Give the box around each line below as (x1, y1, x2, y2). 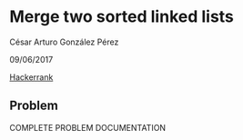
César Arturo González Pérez (9, 36, 119, 47)
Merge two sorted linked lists (9, 6, 235, 27)
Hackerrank (9, 71, 54, 83)
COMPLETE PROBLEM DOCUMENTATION (9, 122, 167, 133)
